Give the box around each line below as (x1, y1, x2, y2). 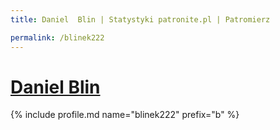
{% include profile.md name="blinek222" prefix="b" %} (10, 109, 240, 121)
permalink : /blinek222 (10, 32, 105, 43)
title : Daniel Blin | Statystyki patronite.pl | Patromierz (10, 14, 271, 25)
